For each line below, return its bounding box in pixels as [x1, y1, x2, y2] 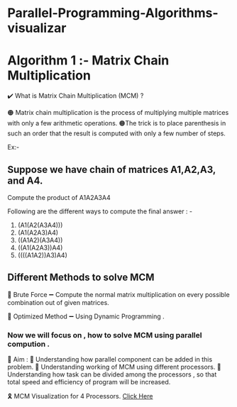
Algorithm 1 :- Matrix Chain [7, 52, 170, 69]
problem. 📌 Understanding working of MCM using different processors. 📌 [7, 363, 221, 372]
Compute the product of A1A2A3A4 [7, 193, 111, 201]
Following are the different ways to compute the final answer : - [7, 207, 193, 216]
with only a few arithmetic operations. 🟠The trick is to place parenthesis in [7, 119, 226, 128]
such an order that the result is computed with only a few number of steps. [7, 129, 226, 138]
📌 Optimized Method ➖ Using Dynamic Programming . [7, 312, 165, 320]
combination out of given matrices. [7, 298, 110, 306]
